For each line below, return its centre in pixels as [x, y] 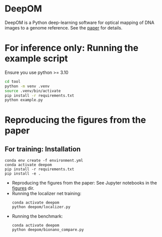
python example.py [24, 100]
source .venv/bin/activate [33, 91]
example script [36, 59]
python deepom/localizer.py [41, 207]
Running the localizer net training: [46, 194]
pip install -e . [23, 174]
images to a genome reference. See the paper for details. [64, 27]
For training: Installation [43, 149]
